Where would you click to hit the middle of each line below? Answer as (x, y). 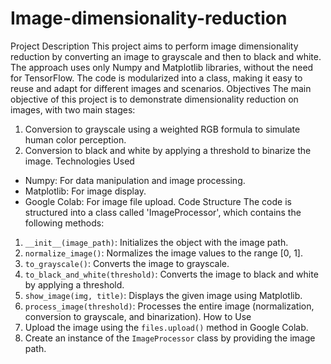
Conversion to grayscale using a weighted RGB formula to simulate (162, 129)
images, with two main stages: (73, 109)
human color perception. (75, 139)
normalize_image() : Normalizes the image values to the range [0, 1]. (164, 253)
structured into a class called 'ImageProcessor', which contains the (163, 212)
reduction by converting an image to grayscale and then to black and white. (166, 56)
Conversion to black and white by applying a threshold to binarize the (168, 150)
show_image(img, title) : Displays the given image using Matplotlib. (163, 295)
